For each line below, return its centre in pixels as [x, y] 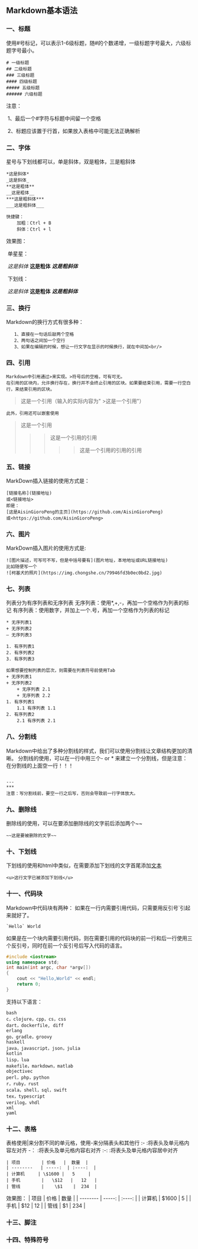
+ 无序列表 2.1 [34, 690]
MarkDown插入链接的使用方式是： [48, 481]
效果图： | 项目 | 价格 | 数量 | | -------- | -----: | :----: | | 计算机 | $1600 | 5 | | [99, 1198]
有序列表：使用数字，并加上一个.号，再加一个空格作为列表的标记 [91, 610]
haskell [16, 1042]
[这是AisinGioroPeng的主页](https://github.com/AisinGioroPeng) [85, 512]
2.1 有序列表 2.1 [36, 721]
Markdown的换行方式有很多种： [45, 322]
